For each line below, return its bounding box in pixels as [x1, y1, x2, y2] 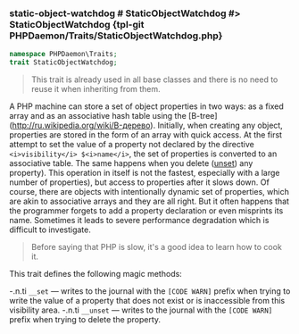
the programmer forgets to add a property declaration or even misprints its [9, 205, 284, 216]
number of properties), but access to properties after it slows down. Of [9, 177, 270, 188]
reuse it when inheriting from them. [30, 84, 161, 95]
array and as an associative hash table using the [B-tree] [9, 111, 218, 121]
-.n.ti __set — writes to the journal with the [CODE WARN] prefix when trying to [9, 286, 291, 296]
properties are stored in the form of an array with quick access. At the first [9, 129, 283, 140]
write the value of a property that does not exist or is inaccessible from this [9, 296, 286, 306]
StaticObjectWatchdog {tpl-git [9, 18, 145, 30]
